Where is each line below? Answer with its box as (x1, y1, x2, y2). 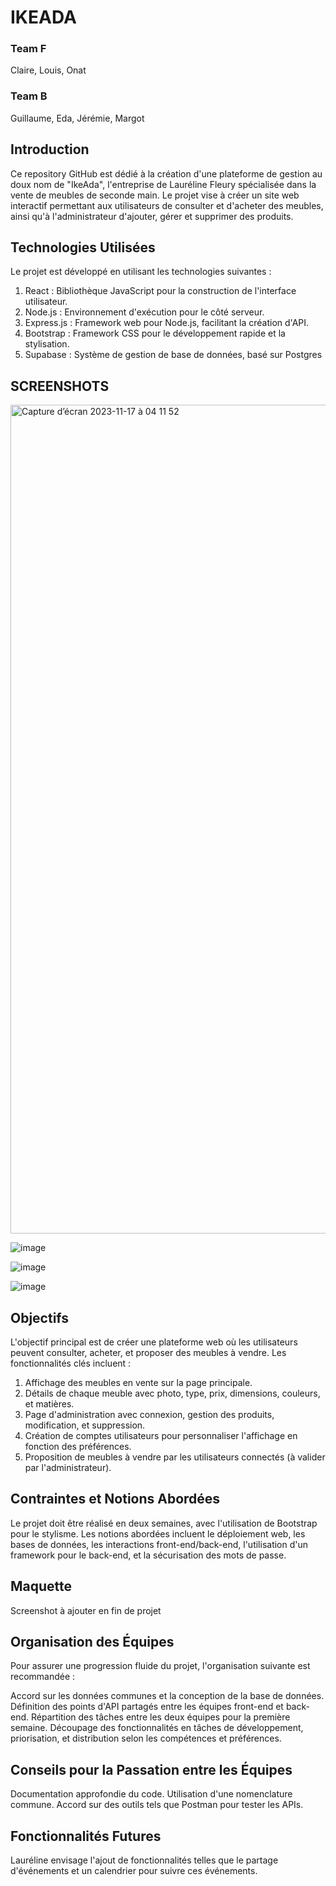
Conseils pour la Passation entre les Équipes (10, 1761, 293, 1778)
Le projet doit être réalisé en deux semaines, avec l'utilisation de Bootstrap (10, 1517, 318, 1529)
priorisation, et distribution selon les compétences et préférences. (10, 1732, 282, 1745)
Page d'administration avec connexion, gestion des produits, (24, 1409, 275, 1421)
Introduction (10, 141, 90, 158)
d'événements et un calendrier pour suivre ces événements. (10, 1865, 258, 1877)
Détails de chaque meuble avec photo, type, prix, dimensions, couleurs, (24, 1387, 321, 1400)
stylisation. (24, 338, 70, 350)
